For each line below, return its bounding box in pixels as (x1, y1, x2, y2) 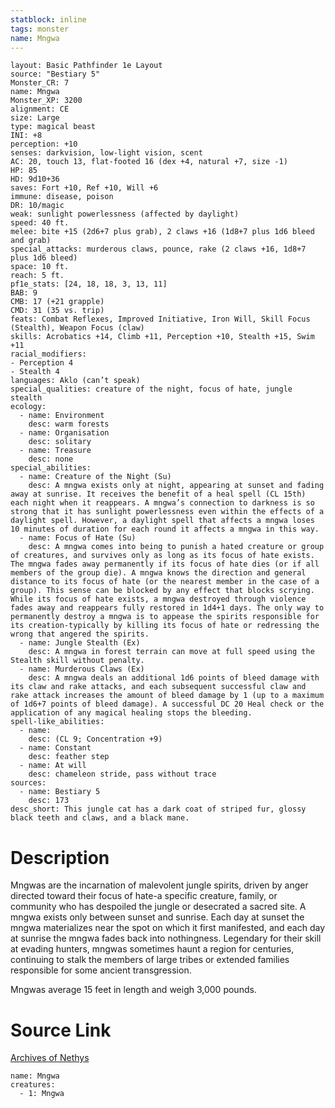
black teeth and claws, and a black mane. (10, 813, 190, 823)
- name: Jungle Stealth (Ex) (19, 638, 141, 648)
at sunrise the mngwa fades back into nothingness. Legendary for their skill (10, 932, 322, 945)
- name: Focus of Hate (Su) (19, 533, 137, 543)
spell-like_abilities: (10, 717, 105, 727)
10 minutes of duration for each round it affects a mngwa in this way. (10, 524, 320, 535)
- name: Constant (19, 743, 92, 753)
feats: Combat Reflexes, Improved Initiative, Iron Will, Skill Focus (10, 314, 311, 325)
